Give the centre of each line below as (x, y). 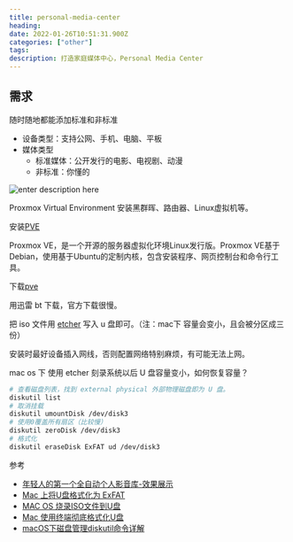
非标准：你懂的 (62, 171)
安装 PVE (25, 226)
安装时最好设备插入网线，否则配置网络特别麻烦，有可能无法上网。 (129, 353)
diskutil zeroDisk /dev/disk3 (65, 430)
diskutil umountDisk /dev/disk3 (69, 414)
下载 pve (24, 286)
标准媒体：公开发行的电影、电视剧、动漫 (109, 160)
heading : (25, 26)
